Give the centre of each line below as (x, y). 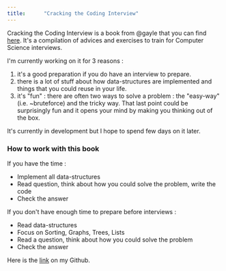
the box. (29, 118)
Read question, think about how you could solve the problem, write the (116, 184)
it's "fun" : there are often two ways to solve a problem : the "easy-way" (118, 96)
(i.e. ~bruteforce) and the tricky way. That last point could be (102, 103)
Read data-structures (47, 225)
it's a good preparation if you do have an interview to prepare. (104, 74)
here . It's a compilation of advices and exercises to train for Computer (105, 40)
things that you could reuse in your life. (72, 88)
